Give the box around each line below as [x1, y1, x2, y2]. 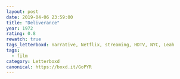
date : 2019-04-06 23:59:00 [6, 14, 73, 20]
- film [11, 53, 28, 59]
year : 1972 [6, 25, 33, 31]
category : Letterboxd [6, 58, 60, 64]
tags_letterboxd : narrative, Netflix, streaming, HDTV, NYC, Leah [6, 42, 175, 48]
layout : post [6, 8, 39, 15]
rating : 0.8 [6, 31, 36, 37]
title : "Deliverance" [6, 20, 60, 26]
